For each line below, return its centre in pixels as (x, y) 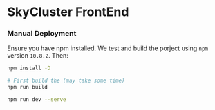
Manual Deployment (42, 34)
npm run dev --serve (37, 100)
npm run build (28, 87)
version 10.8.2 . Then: (38, 56)
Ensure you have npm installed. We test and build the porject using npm (108, 48)
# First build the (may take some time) (66, 81)
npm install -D (29, 68)
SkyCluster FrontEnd (68, 12)
